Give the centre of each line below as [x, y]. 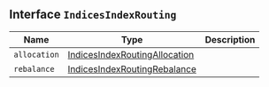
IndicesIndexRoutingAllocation [131, 54]
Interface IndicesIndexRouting [93, 15]
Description [230, 39]
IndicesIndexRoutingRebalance [132, 68]
